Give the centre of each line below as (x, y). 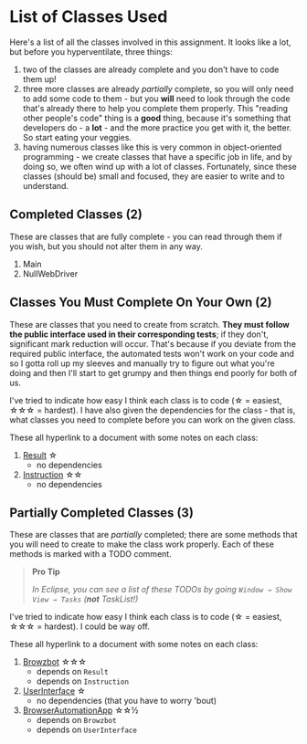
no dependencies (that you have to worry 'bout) (127, 701)
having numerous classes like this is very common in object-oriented (152, 147)
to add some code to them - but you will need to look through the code (156, 99)
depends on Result (72, 672)
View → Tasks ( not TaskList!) (85, 599)
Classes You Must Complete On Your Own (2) (141, 303)
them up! (39, 79)
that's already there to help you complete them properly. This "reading (155, 108)
